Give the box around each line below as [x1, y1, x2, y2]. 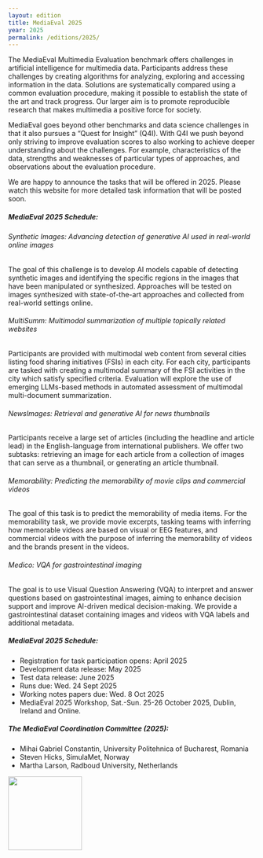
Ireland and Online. [19, 705, 81, 716]
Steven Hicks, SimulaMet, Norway [19, 752, 130, 761]
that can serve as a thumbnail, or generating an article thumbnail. [8, 458, 219, 468]
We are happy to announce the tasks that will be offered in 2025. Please [8, 178, 241, 187]
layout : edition [8, 11, 61, 20]
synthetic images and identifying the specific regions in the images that [8, 273, 239, 282]
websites [8, 324, 38, 334]
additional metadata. [8, 618, 75, 628]
